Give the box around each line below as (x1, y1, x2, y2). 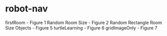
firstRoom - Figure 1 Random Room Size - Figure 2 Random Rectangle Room (5, 19, 162, 25)
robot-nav (5, 3, 48, 14)
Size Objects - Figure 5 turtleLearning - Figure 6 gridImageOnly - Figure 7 (5, 24, 157, 30)
